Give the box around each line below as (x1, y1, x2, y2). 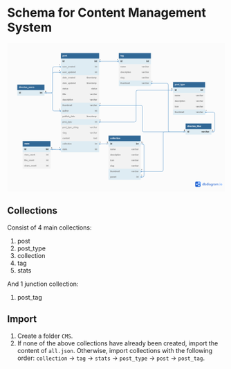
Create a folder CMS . (17, 332, 73, 340)
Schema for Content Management (7, 5, 206, 21)
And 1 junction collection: (7, 280, 79, 288)
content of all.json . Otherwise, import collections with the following (17, 346, 213, 354)
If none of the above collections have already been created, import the (17, 338, 219, 347)
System (7, 19, 53, 35)
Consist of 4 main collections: (7, 223, 92, 232)
